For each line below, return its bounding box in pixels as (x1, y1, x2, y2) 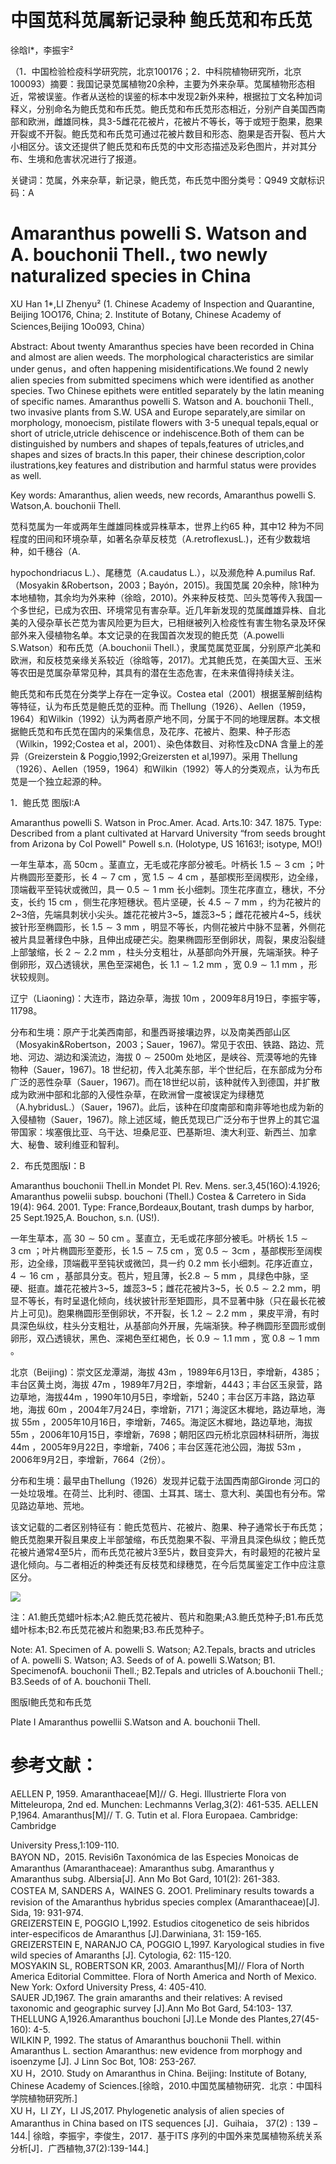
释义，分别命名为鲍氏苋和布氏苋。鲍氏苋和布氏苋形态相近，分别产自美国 (10, 102, 308, 115)
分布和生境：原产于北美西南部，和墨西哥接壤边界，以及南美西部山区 (10, 1026, 291, 1038)
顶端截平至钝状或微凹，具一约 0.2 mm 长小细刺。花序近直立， (62, 1257, 318, 1269)
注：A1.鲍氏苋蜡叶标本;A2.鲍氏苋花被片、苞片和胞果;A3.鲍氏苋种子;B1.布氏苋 (10, 1611, 324, 1623)
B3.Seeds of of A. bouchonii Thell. (10, 1675, 152, 1687)
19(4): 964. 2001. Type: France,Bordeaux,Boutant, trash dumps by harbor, (10, 1201, 315, 1213)
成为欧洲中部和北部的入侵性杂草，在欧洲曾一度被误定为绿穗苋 (10, 1088, 265, 1100)
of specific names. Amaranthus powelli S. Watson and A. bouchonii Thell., (10, 395, 315, 407)
